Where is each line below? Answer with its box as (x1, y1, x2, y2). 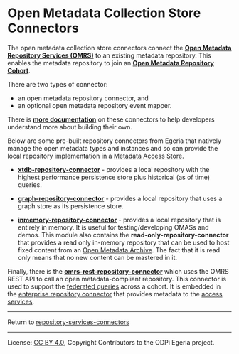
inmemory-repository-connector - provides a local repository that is (17, 215, 221, 224)
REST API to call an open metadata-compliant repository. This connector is (7, 274, 226, 283)
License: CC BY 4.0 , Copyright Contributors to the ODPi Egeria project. (7, 338, 215, 346)
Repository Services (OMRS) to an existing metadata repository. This (7, 51, 211, 60)
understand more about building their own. (7, 122, 133, 131)
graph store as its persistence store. (17, 201, 124, 210)
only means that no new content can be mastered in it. (17, 253, 178, 262)
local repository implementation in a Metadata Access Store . (7, 151, 184, 160)
